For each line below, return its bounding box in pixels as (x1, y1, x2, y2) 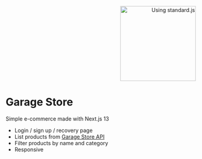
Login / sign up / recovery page (14, 127, 93, 134)
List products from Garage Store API (14, 133, 105, 140)
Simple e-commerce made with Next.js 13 (5, 115, 109, 122)
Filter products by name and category (14, 139, 109, 146)
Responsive (14, 146, 43, 153)
